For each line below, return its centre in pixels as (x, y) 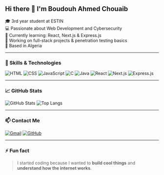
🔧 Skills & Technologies (33, 63)
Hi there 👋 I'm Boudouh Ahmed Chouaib (67, 9)
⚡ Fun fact (17, 150)
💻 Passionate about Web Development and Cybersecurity (64, 28)
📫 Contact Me (22, 121)
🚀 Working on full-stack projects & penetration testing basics (66, 40)
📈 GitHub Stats (24, 91)
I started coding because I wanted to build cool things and (76, 163)
